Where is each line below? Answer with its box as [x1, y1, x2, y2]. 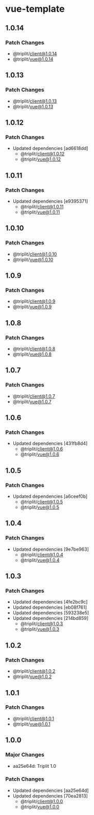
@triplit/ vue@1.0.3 [20, 626, 60, 632]
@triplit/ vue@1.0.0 [20, 804, 60, 810]
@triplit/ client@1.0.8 [12, 346, 55, 352]
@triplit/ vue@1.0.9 [12, 304, 52, 310]
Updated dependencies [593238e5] [12, 610, 89, 616]
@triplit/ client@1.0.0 [20, 798, 63, 804]
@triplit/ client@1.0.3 [20, 620, 63, 627]
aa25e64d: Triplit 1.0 [12, 763, 57, 769]
